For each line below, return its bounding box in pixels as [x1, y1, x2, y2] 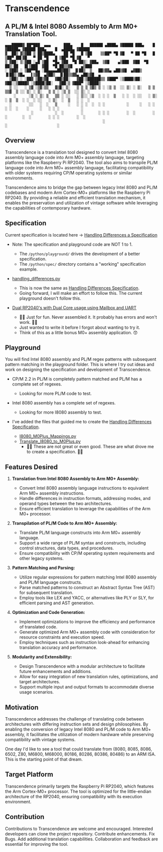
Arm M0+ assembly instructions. [19, 490, 85, 496]
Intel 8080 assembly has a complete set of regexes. [12, 400, 116, 406]
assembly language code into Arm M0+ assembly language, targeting [5, 154, 145, 160]
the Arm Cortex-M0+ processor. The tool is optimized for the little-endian [5, 788, 152, 794]
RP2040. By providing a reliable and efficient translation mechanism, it [5, 194, 146, 200]
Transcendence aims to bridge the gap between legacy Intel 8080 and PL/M [5, 184, 158, 190]
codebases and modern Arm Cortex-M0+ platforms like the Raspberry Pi [5, 190, 150, 195]
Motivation [5, 703, 39, 711]
